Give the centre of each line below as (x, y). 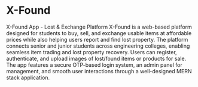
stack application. (28, 77)
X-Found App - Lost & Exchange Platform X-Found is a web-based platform (99, 27)
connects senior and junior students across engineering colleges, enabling (98, 46)
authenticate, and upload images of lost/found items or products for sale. (96, 58)
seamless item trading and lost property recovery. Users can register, (92, 52)
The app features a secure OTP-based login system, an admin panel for (94, 65)
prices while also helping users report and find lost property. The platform (97, 39)
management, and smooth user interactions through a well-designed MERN (99, 71)
